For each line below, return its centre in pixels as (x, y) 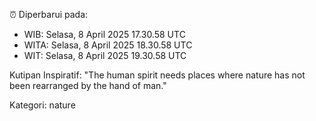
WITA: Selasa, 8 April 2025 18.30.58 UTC (108, 45)
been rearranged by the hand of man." (88, 85)
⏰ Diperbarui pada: (49, 14)
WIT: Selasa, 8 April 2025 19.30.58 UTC (105, 55)
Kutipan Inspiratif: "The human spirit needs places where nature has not (157, 75)
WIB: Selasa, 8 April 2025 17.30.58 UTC (104, 34)
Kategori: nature (42, 105)
